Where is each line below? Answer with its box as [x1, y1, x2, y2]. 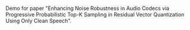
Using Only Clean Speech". [5, 17, 72, 25]
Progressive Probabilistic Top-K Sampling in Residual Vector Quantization [5, 11, 185, 18]
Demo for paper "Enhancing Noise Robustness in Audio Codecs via [5, 5, 170, 12]
